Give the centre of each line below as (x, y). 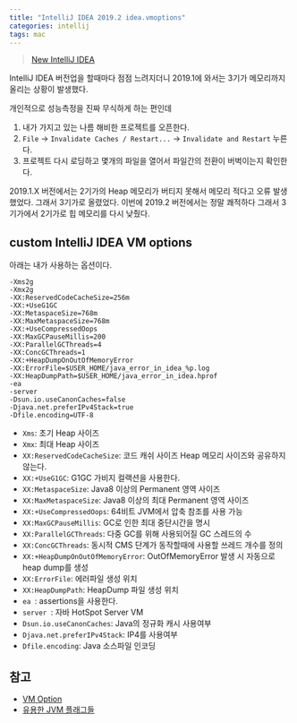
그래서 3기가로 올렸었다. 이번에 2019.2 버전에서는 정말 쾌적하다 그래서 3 (161, 202)
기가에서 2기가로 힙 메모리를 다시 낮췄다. (80, 214)
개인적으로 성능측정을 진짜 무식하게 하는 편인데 (91, 108)
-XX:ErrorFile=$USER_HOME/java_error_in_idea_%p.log (110, 368)
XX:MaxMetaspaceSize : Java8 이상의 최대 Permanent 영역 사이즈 (136, 500)
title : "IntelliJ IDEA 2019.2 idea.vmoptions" (98, 17)
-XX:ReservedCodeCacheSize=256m (69, 298)
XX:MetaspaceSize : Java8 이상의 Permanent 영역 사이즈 (121, 489)
